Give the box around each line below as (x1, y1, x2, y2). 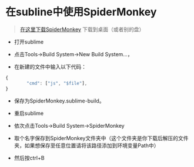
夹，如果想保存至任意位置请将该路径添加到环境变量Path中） (14, 142, 159, 149)
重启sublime (14, 110, 44, 117)
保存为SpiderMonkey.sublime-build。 (14, 97, 105, 104)
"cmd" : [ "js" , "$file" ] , (26, 80, 88, 86)
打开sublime (14, 38, 44, 45)
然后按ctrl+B (14, 154, 45, 161)
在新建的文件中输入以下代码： (14, 63, 86, 70)
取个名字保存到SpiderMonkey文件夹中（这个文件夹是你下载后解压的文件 (14, 134, 189, 141)
